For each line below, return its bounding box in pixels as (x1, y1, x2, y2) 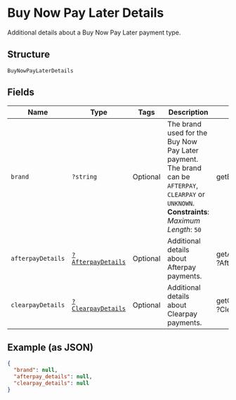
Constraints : (167, 207, 209, 217)
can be (167, 172, 190, 181)
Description (168, 107, 209, 117)
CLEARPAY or (167, 189, 205, 199)
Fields (7, 86, 35, 98)
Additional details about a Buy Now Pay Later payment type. (7, 28, 181, 37)
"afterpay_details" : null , (13, 373, 93, 380)
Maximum (167, 216, 200, 226)
